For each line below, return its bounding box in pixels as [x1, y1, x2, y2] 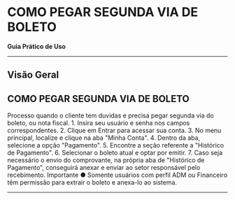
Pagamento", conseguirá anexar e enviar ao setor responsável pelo [7, 164, 201, 172]
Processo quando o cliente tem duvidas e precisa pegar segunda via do [7, 111, 215, 120]
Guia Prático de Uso [7, 42, 66, 50]
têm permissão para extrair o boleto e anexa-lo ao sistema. [7, 178, 177, 187]
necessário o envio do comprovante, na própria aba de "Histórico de [7, 156, 205, 164]
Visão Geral [7, 69, 59, 81]
